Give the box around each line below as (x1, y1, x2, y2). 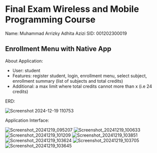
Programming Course (5, 14, 96, 25)
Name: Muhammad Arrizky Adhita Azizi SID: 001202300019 (5, 30, 127, 36)
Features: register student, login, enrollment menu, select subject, (12, 73, 148, 79)
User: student (12, 67, 41, 73)
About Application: (5, 58, 43, 64)
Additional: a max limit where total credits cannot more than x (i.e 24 (12, 83, 153, 89)
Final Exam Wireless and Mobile (5, 3, 139, 15)
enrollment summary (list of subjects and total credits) (12, 78, 123, 84)
